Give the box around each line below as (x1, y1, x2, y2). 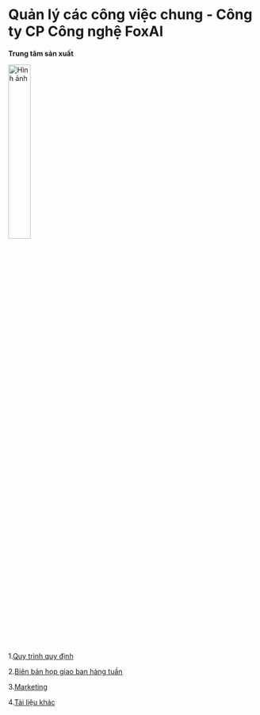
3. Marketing (8, 682, 48, 691)
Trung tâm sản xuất (8, 48, 74, 58)
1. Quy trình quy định (8, 651, 74, 660)
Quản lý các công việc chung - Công (8, 6, 253, 24)
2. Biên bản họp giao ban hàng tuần (8, 667, 123, 676)
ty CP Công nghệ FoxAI (8, 22, 164, 40)
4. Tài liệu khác (8, 697, 55, 707)
